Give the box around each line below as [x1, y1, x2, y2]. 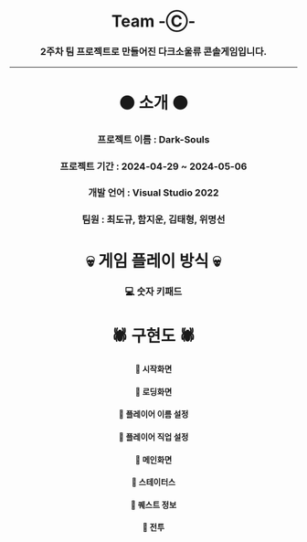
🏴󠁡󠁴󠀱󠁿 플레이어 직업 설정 [118, 431, 189, 442]
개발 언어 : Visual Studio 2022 [88, 186, 219, 199]
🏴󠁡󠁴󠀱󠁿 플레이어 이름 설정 [118, 409, 189, 420]
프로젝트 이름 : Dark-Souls [97, 133, 210, 145]
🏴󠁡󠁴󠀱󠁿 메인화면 [134, 454, 173, 465]
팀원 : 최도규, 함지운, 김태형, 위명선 [81, 213, 226, 226]
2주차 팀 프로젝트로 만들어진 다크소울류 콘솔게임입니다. [39, 46, 268, 58]
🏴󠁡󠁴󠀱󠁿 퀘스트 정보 [130, 499, 177, 510]
